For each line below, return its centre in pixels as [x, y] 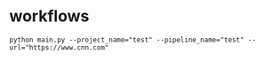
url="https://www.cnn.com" [59, 47]
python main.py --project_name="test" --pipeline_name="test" [127, 40]
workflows [49, 16]
